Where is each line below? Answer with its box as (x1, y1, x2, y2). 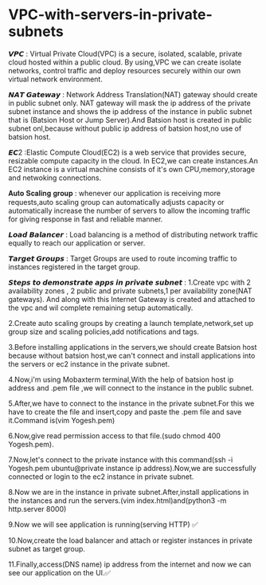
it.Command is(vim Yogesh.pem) (8, 415, 115, 425)
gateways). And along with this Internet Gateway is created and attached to (8, 294, 256, 304)
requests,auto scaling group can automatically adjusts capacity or (8, 197, 225, 206)
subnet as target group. (8, 544, 86, 553)
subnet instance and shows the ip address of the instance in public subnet (8, 106, 252, 116)
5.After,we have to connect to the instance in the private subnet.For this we (8, 399, 255, 408)
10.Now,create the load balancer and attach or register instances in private (8, 536, 253, 545)
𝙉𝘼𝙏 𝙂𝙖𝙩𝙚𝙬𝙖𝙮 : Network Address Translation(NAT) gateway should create (8, 89, 258, 99)
